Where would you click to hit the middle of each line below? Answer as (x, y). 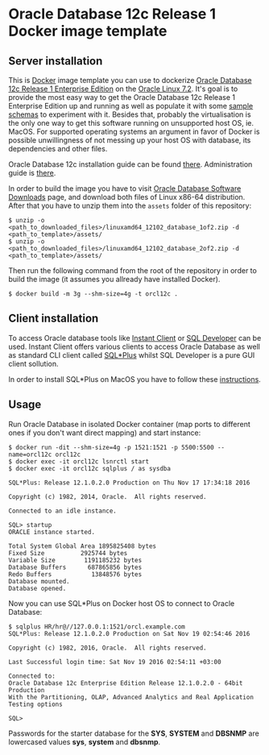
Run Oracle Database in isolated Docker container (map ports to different (130, 424)
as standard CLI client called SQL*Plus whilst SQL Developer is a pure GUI (132, 355)
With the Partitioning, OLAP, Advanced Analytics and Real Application (131, 697)
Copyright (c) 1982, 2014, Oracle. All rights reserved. (108, 496)
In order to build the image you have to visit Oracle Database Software (125, 189)
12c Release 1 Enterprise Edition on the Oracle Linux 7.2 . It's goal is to (123, 89)
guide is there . (32, 173)
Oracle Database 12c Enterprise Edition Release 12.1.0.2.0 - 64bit (126, 683)
